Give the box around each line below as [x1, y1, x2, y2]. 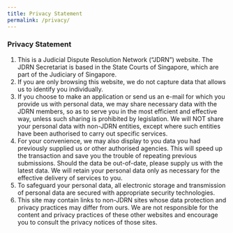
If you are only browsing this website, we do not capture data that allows [17, 77, 227, 86]
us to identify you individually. [17, 85, 103, 93]
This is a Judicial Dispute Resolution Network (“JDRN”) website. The [17, 55, 213, 63]
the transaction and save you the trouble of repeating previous [17, 151, 197, 160]
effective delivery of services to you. [17, 173, 123, 182]
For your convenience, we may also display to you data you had [17, 136, 201, 145]
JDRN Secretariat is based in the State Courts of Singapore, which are [17, 63, 219, 71]
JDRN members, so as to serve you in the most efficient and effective [17, 107, 218, 115]
